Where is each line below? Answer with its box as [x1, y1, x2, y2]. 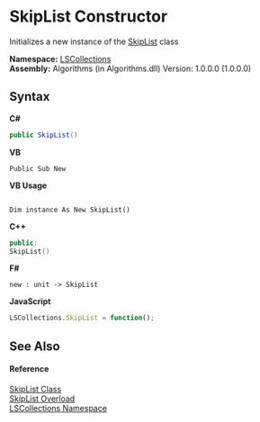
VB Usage [9, 180, 48, 191]
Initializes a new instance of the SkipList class [9, 36, 179, 47]
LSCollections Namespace [9, 402, 108, 413]
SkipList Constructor [9, 6, 168, 27]
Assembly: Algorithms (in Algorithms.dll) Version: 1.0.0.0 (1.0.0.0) [9, 63, 252, 74]
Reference [9, 364, 49, 374]
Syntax [9, 89, 50, 104]
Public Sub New [9, 164, 67, 173]
